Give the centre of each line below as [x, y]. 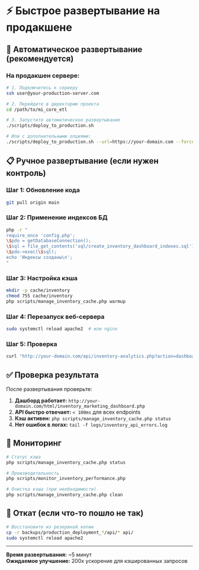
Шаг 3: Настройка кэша [42, 278]
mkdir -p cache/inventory [38, 290]
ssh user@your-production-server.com [53, 93]
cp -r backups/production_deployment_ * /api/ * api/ [70, 532]
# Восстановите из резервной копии [50, 527]
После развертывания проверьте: [49, 389]
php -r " [17, 230]
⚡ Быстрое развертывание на [83, 11]
